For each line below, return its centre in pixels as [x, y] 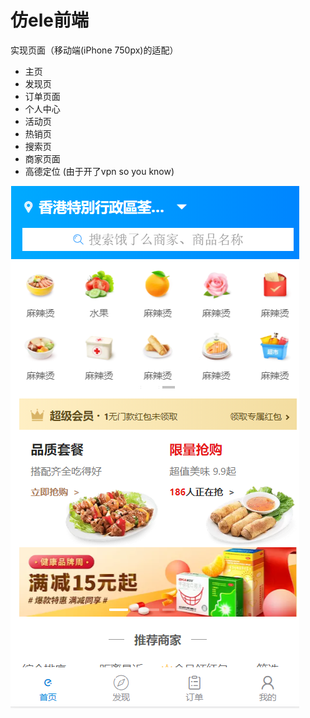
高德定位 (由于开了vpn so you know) [99, 171]
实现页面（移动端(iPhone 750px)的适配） [94, 50]
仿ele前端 [49, 20]
